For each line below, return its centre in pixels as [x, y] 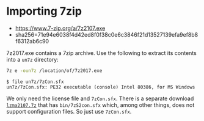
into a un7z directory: [33, 59]
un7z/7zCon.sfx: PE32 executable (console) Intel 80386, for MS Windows [101, 87]
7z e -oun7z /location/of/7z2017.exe [54, 71]
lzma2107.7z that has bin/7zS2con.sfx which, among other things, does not [100, 105]
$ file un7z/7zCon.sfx [35, 82]
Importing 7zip [44, 11]
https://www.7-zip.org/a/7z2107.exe [60, 28]
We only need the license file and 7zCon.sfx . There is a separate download [100, 98]
